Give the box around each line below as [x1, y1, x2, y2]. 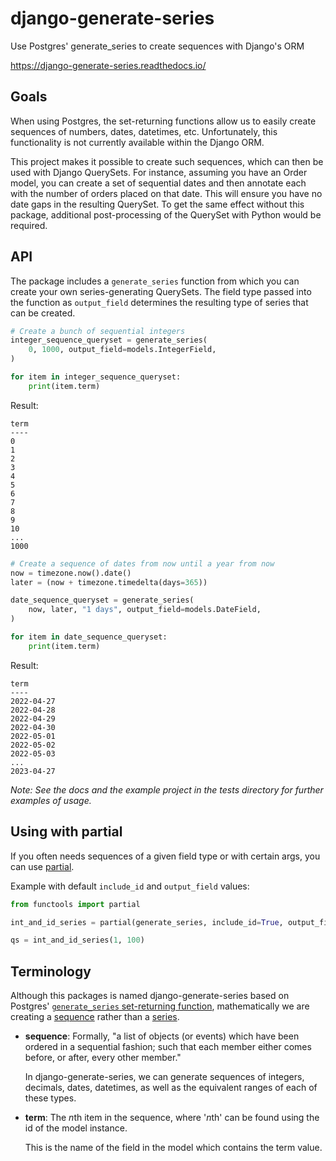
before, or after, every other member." [24, 1052, 182, 1064]
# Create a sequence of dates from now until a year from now [10, 558, 275, 569]
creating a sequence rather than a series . [10, 1011, 180, 1023]
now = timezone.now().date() [10, 568, 132, 578]
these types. [24, 1092, 77, 1104]
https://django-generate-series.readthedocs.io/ [10, 59, 207, 71]
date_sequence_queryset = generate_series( [10, 595, 195, 606]
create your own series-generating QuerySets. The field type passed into [10, 285, 312, 297]
